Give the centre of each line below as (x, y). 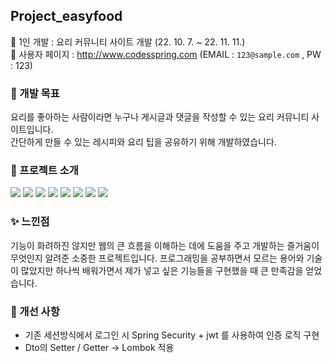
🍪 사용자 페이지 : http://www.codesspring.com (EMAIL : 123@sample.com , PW (166, 54)
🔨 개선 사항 (35, 311)
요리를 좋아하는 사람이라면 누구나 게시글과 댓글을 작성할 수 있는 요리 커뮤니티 (160, 117)
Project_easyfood (66, 16)
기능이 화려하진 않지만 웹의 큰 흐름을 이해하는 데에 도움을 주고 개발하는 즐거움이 (165, 245)
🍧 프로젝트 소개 (44, 171)
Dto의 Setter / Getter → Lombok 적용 (99, 347)
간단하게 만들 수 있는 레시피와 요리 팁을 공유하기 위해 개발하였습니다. (143, 142)
